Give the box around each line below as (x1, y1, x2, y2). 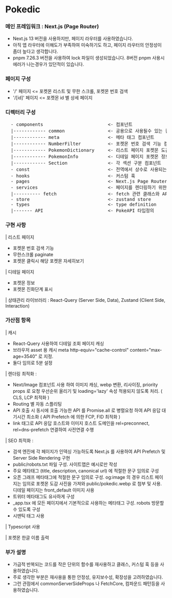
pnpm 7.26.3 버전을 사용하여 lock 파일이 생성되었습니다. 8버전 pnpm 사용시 (12, 55, 165, 61)
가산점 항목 (5, 317, 31, 324)
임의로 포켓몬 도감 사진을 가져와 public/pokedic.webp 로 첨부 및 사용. (22, 480, 162, 486)
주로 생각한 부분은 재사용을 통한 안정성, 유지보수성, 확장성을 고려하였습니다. (12, 574, 163, 580)
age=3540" (12, 353, 37, 359)
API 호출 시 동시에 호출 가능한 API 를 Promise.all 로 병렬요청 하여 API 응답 (12, 407, 161, 413)
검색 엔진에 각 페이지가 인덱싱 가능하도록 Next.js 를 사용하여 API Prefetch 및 (12, 448, 166, 455)
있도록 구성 (18, 506, 40, 512)
